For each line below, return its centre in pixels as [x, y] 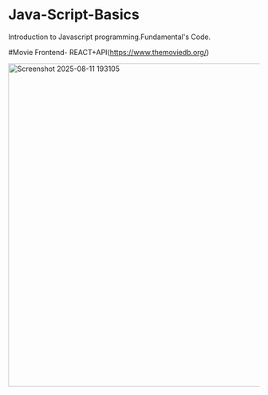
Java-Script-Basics [74, 15]
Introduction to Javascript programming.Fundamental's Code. [110, 37]
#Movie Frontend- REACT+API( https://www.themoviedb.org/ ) [109, 52]
